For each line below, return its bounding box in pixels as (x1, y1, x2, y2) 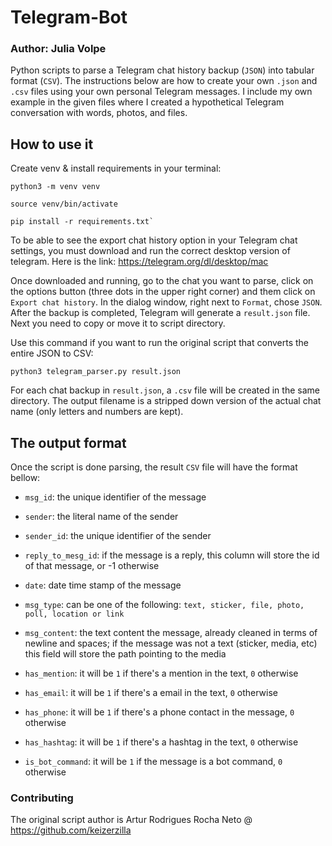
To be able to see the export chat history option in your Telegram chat (10, 234, 298, 246)
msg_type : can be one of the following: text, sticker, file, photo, (24, 599, 305, 611)
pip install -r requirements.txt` (10, 217, 155, 227)
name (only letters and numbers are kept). (10, 406, 184, 418)
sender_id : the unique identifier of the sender (24, 530, 212, 542)
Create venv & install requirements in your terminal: (10, 162, 222, 175)
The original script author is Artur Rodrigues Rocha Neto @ (10, 814, 253, 826)
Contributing (10, 791, 74, 805)
